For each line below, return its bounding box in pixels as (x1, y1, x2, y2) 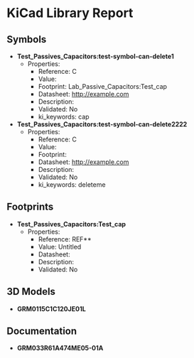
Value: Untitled (38, 242, 82, 251)
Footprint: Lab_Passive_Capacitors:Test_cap (38, 82, 168, 90)
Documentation (6, 325, 77, 337)
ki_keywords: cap (38, 112, 90, 121)
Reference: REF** (38, 234, 92, 243)
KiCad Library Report (6, 5, 134, 21)
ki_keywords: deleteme (38, 180, 106, 189)
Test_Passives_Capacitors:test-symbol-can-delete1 (16, 52, 175, 60)
